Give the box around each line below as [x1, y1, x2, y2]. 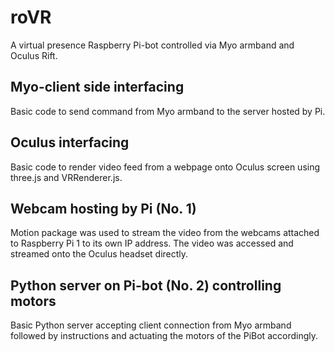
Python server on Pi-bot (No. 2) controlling [10, 277, 282, 294]
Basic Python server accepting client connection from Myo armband [10, 319, 292, 331]
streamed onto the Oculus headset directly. [10, 248, 189, 260]
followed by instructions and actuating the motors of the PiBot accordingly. [10, 330, 318, 342]
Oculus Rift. [10, 49, 58, 61]
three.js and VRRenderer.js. [10, 171, 123, 183]
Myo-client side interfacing [10, 79, 185, 96]
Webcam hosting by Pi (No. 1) [10, 200, 197, 217]
